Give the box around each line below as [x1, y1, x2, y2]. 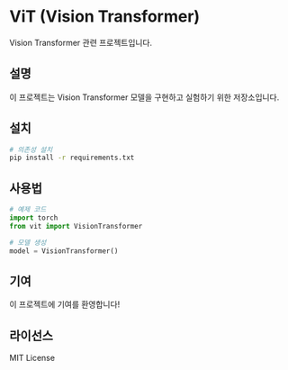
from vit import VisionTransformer [9, 221, 143, 230]
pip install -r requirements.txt [9, 153, 135, 163]
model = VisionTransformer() [9, 246, 119, 256]
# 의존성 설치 [9, 145, 53, 154]
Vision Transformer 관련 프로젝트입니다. [9, 37, 153, 48]
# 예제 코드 [9, 205, 47, 214]
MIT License [9, 353, 56, 364]
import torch [9, 213, 58, 222]
